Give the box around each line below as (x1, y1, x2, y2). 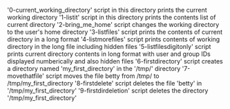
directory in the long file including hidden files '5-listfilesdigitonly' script (7, 43, 211, 50)
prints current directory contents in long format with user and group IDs (7, 50, 211, 58)
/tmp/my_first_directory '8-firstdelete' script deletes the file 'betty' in (7, 79, 202, 87)
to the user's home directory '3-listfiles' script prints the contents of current (7, 28, 223, 36)
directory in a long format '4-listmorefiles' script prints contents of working (7, 35, 220, 43)
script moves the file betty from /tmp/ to (46, 72, 160, 80)
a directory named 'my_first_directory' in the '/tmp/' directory (7, 65, 181, 72)
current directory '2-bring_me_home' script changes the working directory (7, 21, 220, 28)
